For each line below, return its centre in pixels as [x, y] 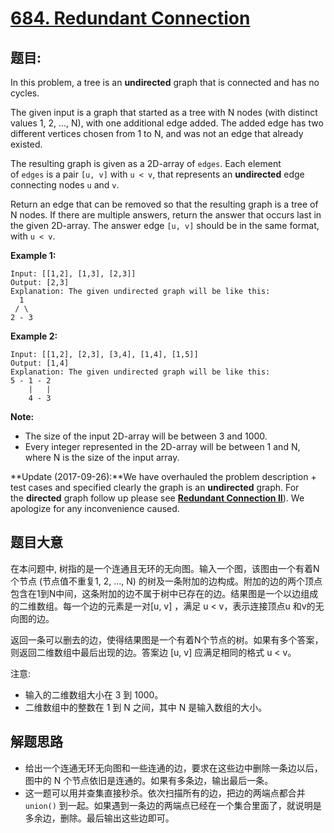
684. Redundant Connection [130, 18]
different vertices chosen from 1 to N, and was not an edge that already [157, 133]
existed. [26, 144]
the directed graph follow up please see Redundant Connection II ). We [157, 498]
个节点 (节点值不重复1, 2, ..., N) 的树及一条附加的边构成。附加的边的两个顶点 [166, 581]
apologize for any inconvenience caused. [95, 508]
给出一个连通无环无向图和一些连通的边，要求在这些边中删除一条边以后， [173, 768]
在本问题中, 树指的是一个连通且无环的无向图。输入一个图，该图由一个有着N [165, 568]
